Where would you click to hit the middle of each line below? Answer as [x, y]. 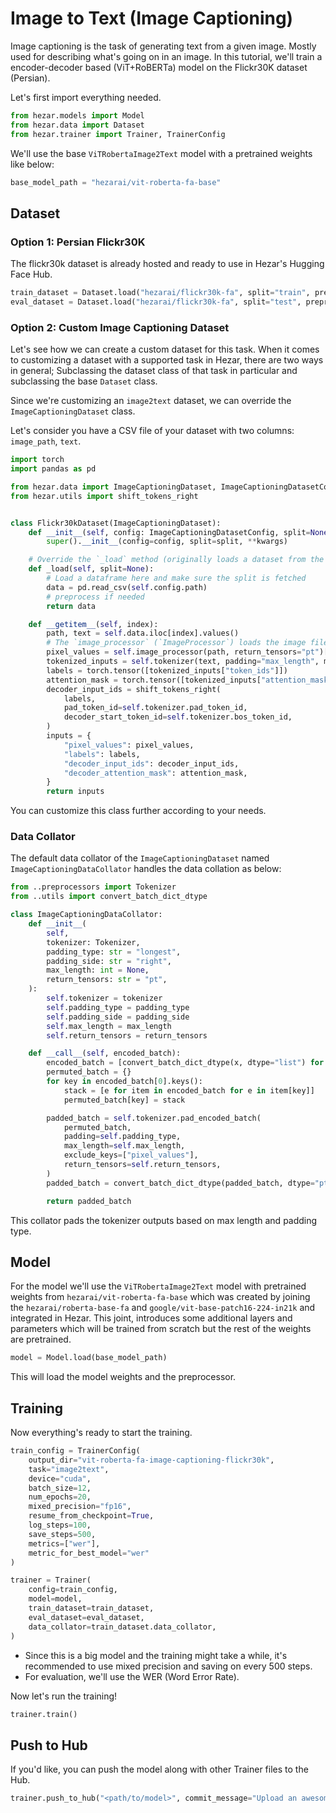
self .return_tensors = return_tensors [127, 1035]
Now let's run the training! [64, 1696]
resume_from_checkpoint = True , [91, 1516]
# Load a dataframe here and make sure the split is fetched [176, 578]
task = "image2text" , [69, 1469]
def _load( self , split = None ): [91, 569]
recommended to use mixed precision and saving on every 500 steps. [168, 1666]
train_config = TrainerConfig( [75, 1451]
